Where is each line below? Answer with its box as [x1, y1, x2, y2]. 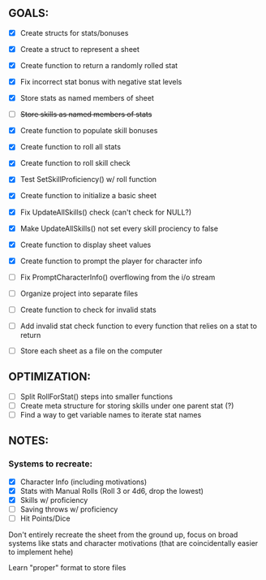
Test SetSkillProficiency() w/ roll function [19, 175, 157, 184]
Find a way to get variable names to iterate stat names [19, 410, 202, 419]
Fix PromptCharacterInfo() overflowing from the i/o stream [19, 272, 216, 282]
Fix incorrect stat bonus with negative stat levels [19, 77, 182, 86]
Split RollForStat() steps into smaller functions [19, 392, 173, 401]
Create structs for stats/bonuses [19, 28, 129, 37]
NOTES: [8, 434, 49, 448]
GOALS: [8, 6, 49, 20]
